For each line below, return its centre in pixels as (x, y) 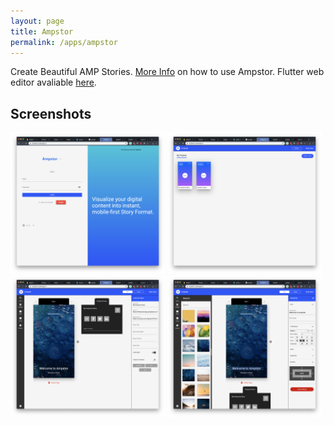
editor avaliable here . (53, 82)
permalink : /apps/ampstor (64, 42)
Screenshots (51, 113)
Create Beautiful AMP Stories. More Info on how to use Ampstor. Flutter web (167, 72)
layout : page (37, 21)
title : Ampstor (42, 31)
